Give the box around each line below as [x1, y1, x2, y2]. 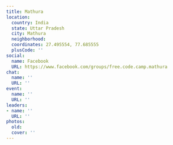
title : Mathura [6, 8, 44, 15]
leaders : [6, 102, 28, 108]
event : [6, 86, 22, 92]
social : [6, 53, 25, 59]
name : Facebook [11, 58, 49, 64]
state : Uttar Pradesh [11, 25, 65, 31]
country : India [11, 20, 49, 25]
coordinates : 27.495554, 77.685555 [11, 42, 99, 48]
